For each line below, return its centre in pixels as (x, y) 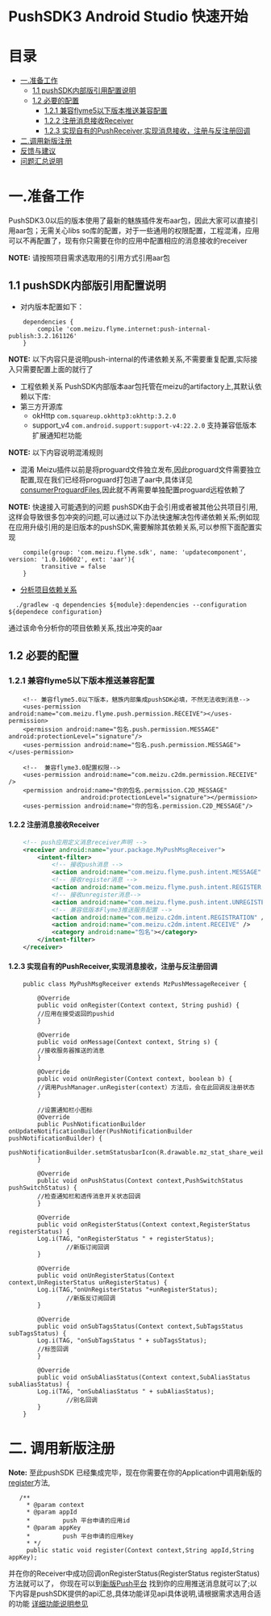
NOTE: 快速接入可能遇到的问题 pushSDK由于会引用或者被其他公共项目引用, (133, 507)
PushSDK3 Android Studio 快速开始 (128, 17)
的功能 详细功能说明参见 (48, 1604)
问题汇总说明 (41, 161)
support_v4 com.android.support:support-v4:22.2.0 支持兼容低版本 (144, 425)
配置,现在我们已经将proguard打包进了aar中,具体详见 (106, 479)
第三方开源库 (41, 406)
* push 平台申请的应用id (78, 1521)
